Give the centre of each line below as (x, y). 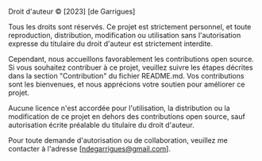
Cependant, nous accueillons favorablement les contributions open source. (131, 59)
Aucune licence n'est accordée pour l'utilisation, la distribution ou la (119, 108)
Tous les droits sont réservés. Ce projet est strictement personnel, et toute (130, 27)
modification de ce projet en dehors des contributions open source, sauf (127, 117)
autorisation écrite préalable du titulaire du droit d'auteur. (101, 125)
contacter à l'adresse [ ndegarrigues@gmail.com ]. (89, 149)
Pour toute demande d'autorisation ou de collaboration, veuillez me (118, 140)
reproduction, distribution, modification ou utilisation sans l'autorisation (125, 35)
